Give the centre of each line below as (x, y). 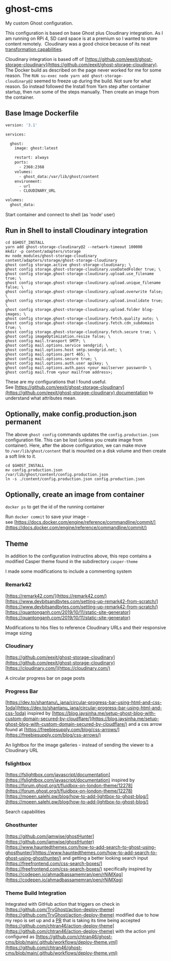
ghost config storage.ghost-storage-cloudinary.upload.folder (73, 309)
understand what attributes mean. (41, 398)
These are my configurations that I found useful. (56, 382)
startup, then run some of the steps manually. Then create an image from (82, 92)
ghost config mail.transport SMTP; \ (45, 341)
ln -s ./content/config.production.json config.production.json (75, 479)
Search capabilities (26, 812)
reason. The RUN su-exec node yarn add (47, 75)
